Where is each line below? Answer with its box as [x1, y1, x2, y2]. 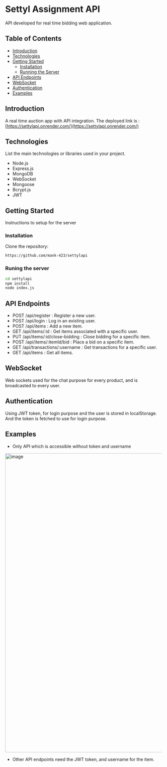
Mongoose [12, 181, 35, 187]
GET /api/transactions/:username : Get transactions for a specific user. [12, 344, 158, 350]
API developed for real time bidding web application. [5, 20, 113, 26]
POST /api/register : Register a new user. [12, 312, 96, 318]
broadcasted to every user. [5, 382, 61, 388]
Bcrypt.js [12, 187, 31, 193]
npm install [5, 281, 30, 286]
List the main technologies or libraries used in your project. [5, 151, 126, 156]
